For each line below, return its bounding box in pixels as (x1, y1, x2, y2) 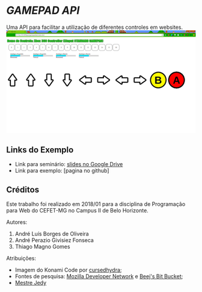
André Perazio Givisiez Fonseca (14, 237, 94, 244)
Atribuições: (6, 255, 36, 262)
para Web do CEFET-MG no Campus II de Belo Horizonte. (6, 207, 148, 214)
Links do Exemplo (6, 145, 74, 155)
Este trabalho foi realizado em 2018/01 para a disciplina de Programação (6, 200, 186, 208)
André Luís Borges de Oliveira (14, 230, 89, 238)
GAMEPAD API (6, 4, 80, 17)
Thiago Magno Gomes (14, 243, 70, 250)
